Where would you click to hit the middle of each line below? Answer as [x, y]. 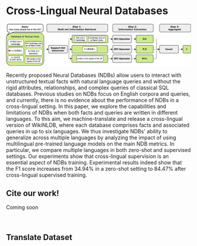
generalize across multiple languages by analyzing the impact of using [91, 137]
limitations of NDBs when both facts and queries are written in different [92, 112]
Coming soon [22, 207]
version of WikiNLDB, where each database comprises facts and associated [98, 125]
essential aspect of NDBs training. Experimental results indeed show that [94, 162]
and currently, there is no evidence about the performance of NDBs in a [92, 100]
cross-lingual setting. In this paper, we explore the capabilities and [86, 106]
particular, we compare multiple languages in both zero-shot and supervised [98, 150]
